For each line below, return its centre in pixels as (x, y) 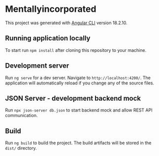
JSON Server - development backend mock (73, 98)
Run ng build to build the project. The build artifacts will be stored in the (78, 143)
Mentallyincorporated (51, 9)
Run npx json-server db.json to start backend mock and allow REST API (79, 110)
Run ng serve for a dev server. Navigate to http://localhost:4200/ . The (78, 78)
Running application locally (48, 38)
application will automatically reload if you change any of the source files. (79, 83)
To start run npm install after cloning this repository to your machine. (76, 50)
